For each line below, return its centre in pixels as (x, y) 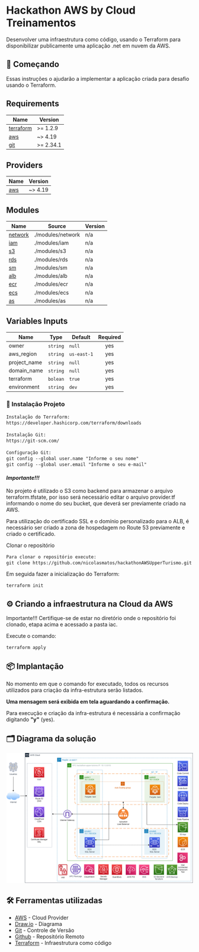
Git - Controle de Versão (44, 930)
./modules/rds (51, 260)
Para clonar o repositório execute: (51, 557)
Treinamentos (41, 23)
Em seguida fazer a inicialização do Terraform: (63, 574)
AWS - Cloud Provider (41, 918)
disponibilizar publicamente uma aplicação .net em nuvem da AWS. (88, 46)
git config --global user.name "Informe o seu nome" (73, 459)
